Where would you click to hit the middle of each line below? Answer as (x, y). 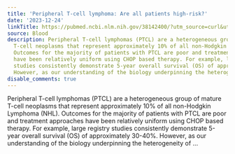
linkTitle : (23, 27)
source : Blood (28, 33)
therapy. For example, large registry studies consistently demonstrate (107, 128)
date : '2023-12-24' (36, 20)
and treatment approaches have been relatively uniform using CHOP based (115, 121)
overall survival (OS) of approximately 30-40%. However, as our (114, 136)
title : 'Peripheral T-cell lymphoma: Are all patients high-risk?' (108, 14)
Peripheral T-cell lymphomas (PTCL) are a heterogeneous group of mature (114, 99)
